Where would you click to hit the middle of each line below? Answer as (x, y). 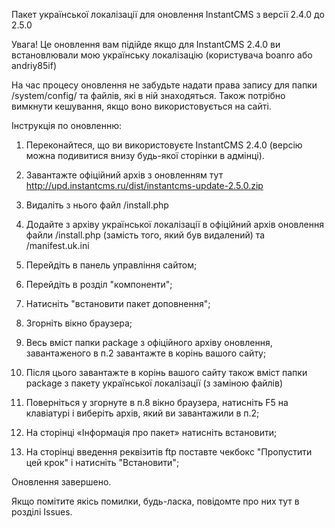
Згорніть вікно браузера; (79, 323)
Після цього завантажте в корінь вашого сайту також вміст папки (166, 372)
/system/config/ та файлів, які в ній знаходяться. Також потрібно (148, 95)
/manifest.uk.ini (57, 245)
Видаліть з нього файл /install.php (97, 205)
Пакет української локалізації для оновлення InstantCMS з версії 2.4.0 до (168, 14)
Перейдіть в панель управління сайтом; (111, 265)
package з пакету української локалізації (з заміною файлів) (154, 383)
